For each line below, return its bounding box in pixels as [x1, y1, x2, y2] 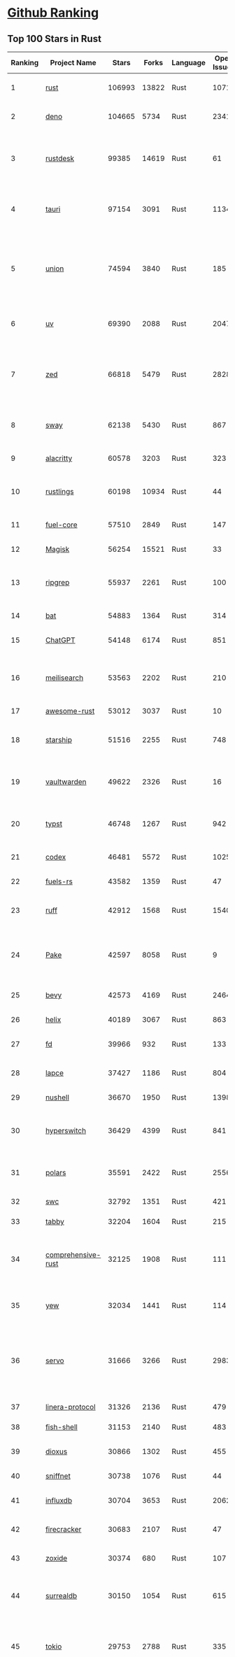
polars [45, 1168, 66, 1177]
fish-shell [45, 1422, 78, 1432]
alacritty [45, 453, 73, 463]
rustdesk [45, 154, 75, 163]
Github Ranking [7, 5, 99, 21]
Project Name [50, 58, 97, 67]
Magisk [45, 544, 70, 554]
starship [45, 735, 72, 744]
